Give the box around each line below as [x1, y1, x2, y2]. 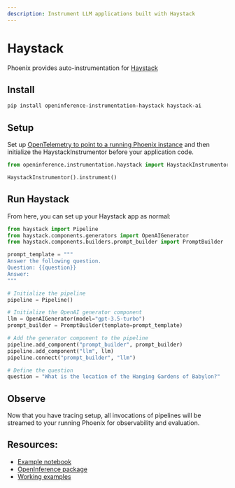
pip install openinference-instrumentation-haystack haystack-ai [7, 102, 201, 109]
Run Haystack [7, 193, 70, 205]
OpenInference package [17, 465, 87, 473]
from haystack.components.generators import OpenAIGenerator [7, 232, 190, 239]
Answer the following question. [7, 258, 101, 265]
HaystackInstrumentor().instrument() [7, 174, 117, 181]
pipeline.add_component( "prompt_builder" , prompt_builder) [7, 341, 183, 348]
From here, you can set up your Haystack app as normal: [7, 211, 171, 221]
